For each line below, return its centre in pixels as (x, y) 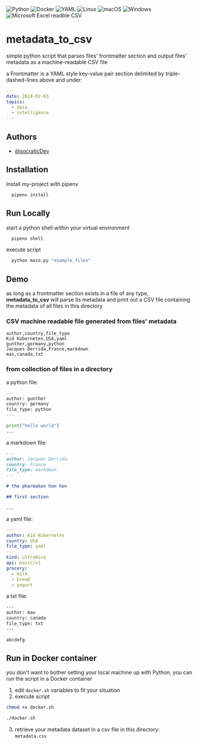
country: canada (26, 618)
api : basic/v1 (24, 563)
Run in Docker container (51, 658)
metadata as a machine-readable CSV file (57, 62)
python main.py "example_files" (51, 261)
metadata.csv (31, 736)
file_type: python (29, 410)
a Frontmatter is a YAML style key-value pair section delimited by (85, 74)
